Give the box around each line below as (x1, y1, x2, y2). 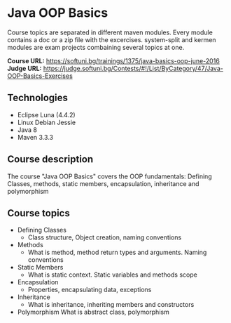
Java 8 (17, 125, 37, 134)
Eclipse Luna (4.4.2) (17, 110, 76, 119)
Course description (7, 153, 94, 166)
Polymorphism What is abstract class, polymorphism (17, 308, 169, 317)
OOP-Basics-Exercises (7, 72, 73, 80)
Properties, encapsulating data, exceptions (27, 286, 152, 294)
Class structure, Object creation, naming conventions (27, 233, 182, 242)
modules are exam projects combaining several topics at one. (7, 43, 185, 51)
